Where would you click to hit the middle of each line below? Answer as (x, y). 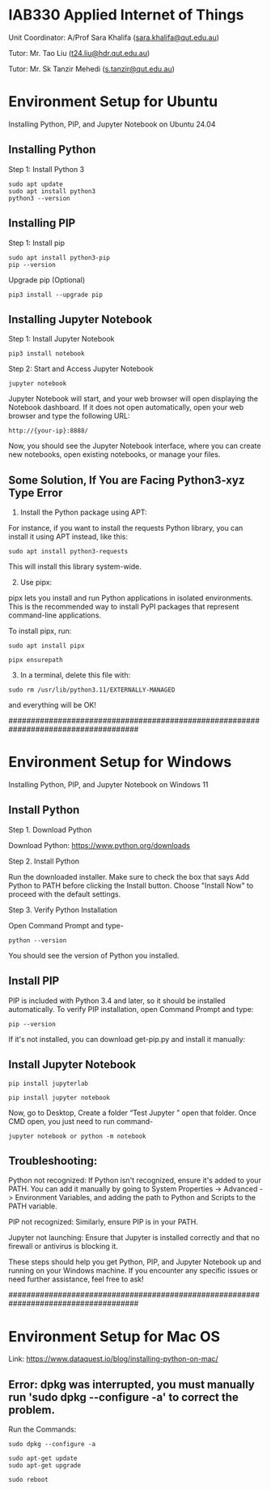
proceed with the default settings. (65, 894)
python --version (38, 940)
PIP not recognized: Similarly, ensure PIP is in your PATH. (103, 1222)
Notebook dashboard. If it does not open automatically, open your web (126, 407)
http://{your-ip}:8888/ (49, 431)
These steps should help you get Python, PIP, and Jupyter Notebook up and (135, 1262)
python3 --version (39, 198)
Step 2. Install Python (44, 861)
